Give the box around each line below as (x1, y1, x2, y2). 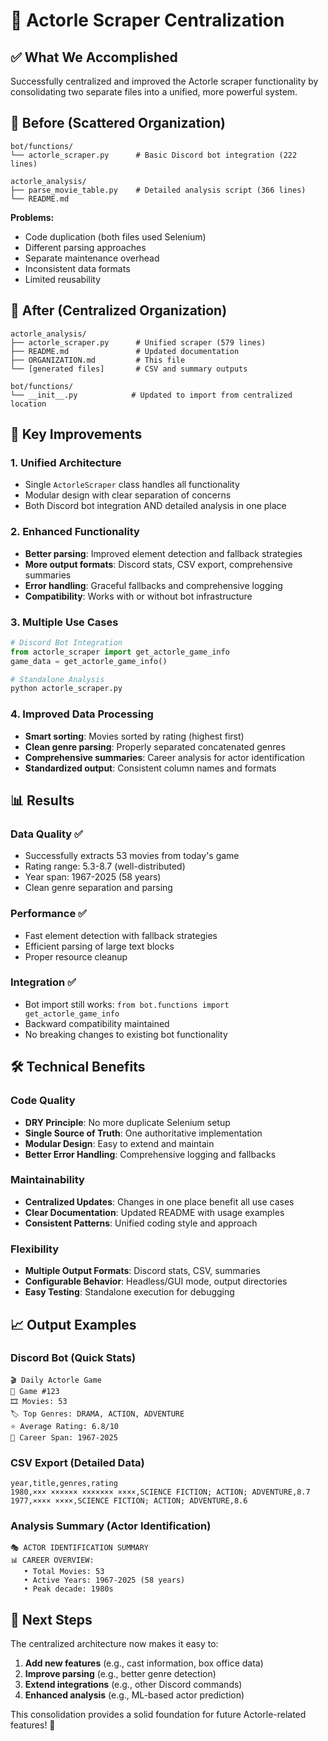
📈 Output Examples (10, 1316, 137, 1333)
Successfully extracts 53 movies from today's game (24, 850, 240, 862)
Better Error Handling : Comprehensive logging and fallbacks (24, 1148, 277, 1160)
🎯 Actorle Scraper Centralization (10, 9, 285, 32)
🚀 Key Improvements (10, 426, 143, 443)
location (10, 399, 47, 409)
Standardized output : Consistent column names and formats (24, 762, 277, 774)
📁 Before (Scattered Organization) (10, 115, 227, 132)
